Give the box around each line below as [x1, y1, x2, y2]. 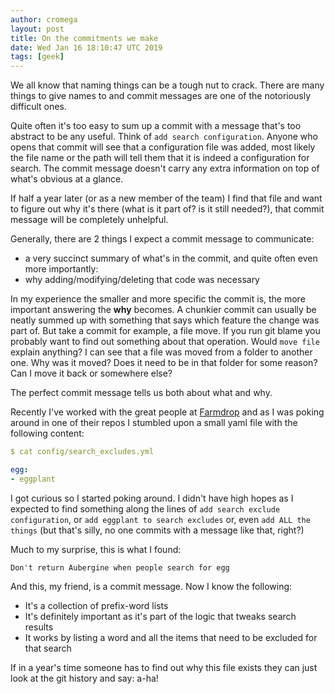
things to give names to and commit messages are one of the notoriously [10, 90, 312, 102]
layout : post [10, 24, 65, 34]
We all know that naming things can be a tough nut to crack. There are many [10, 79, 325, 91]
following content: [10, 427, 85, 440]
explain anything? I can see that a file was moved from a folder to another [10, 346, 313, 358]
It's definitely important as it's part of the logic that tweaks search [24, 610, 297, 622]
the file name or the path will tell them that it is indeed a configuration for [10, 152, 310, 164]
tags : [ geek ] [10, 52, 65, 62]
